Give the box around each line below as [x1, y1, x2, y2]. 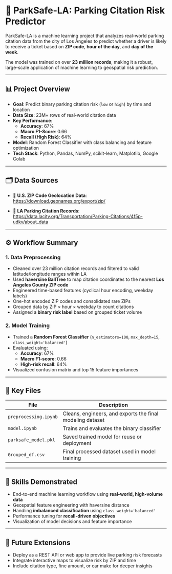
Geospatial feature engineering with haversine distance [12, 502, 130, 508]
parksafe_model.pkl [8, 437, 55, 443]
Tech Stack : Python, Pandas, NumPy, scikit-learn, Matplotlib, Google [12, 150, 158, 156]
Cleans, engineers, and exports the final [62, 410, 159, 417]
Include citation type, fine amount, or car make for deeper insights [12, 563, 153, 569]
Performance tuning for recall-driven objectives [12, 513, 116, 519]
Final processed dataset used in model [62, 448, 156, 455]
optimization [12, 145, 39, 151]
